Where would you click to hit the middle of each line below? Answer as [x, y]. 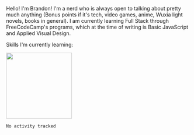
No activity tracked [31, 126]
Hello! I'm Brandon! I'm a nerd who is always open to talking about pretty [93, 8]
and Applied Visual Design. [39, 33]
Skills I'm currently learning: [39, 44]
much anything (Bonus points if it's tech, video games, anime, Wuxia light [94, 15]
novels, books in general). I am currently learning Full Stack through [88, 21]
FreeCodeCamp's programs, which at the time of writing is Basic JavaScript [97, 27]
